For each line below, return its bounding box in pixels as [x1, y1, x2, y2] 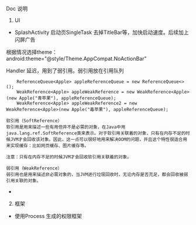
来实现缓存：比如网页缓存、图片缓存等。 [6, 143, 89, 148]
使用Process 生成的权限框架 [14, 213, 82, 219]
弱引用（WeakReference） [6, 165, 63, 171]
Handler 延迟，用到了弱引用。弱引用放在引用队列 [6, 67, 124, 74]
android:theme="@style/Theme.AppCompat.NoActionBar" [6, 55, 147, 62]
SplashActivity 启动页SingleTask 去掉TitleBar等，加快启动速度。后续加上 [14, 29, 189, 36]
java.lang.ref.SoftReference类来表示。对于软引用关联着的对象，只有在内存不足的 [6, 130, 186, 136]
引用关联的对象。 [6, 178, 42, 184]
